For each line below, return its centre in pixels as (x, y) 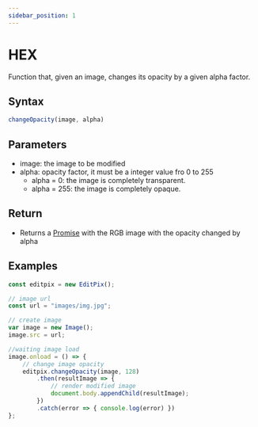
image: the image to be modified (72, 164)
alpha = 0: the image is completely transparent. (108, 181)
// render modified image (93, 386)
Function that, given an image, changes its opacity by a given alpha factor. (129, 77)
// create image (35, 320)
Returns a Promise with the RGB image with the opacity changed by (130, 233)
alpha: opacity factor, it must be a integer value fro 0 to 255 (116, 172)
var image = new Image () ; (51, 328)
